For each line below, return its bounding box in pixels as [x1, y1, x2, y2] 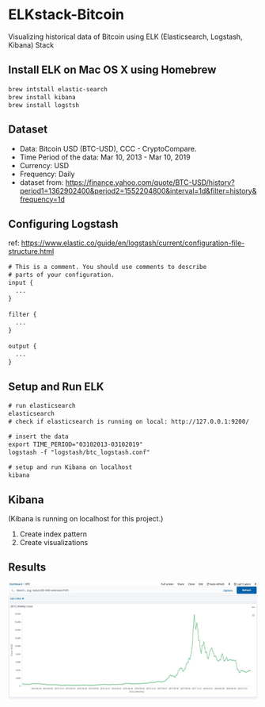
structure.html [8, 247, 55, 256]
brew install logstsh [8, 101, 80, 109]
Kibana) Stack [8, 40, 54, 49]
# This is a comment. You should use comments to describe [8, 263, 207, 271]
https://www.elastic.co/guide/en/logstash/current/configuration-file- [21, 238, 245, 248]
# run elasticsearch [8, 402, 77, 410]
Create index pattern [19, 529, 87, 539]
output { [8, 343, 37, 351]
